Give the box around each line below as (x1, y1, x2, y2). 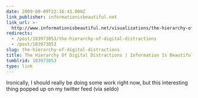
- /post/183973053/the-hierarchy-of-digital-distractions (11, 36, 157, 42)
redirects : (6, 31, 33, 36)
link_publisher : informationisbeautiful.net (6, 14, 117, 20)
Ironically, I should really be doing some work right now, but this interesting (6, 79, 189, 86)
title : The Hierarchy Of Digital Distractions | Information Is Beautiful (6, 52, 194, 58)
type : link (6, 63, 33, 69)
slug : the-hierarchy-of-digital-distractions (6, 47, 120, 53)
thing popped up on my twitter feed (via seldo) (6, 86, 119, 93)
